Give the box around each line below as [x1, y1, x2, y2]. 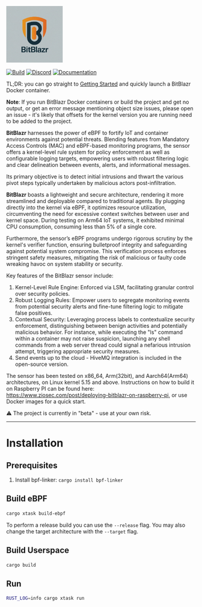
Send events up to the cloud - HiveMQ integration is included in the [14, 354, 182, 361]
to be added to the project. [6, 118, 73, 125]
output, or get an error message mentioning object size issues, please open [6, 105, 194, 112]
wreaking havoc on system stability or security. [6, 260, 123, 268]
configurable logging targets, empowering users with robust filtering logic [6, 155, 189, 162]
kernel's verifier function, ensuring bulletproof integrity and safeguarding [6, 241, 188, 248]
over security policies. [14, 290, 70, 297]
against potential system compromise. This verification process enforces [6, 248, 186, 254]
